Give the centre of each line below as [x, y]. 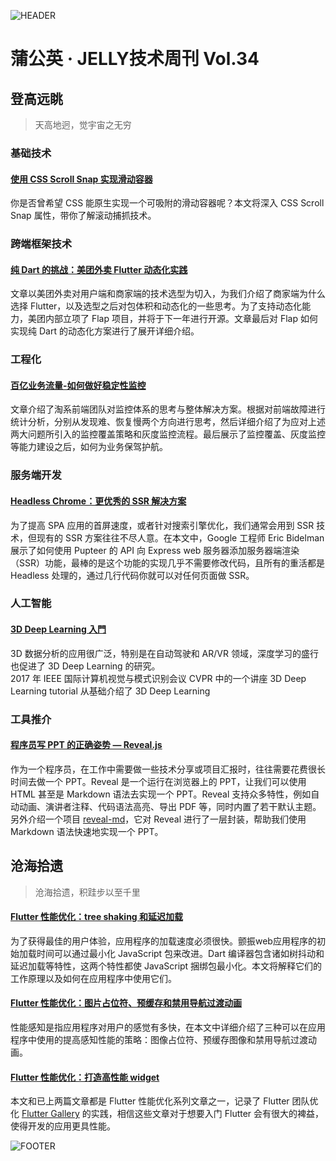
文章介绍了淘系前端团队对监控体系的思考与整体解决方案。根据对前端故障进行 [168, 409]
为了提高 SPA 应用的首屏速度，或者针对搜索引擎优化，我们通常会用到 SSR [162, 525]
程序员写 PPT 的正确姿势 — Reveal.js [86, 745]
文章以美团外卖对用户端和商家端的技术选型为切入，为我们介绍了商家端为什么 [168, 294]
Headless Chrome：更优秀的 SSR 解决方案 [98, 501]
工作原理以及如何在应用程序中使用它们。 [93, 978]
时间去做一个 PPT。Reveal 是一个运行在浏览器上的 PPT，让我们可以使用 [158, 781]
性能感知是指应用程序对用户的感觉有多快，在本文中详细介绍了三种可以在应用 [168, 1027]
